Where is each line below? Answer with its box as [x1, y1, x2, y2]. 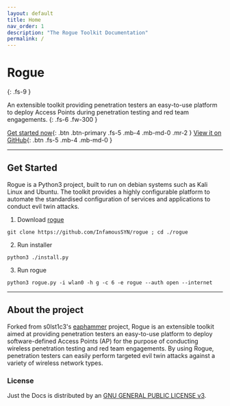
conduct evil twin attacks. [7, 202, 80, 210]
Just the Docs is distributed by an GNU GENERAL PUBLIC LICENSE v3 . [7, 391, 207, 399]
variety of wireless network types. [7, 359, 103, 367]
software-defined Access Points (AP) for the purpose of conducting [7, 337, 199, 345]
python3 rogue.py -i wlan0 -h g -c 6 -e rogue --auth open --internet [7, 279, 213, 286]
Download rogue [16, 215, 64, 223]
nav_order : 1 [7, 23, 44, 29]
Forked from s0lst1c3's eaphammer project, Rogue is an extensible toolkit [7, 322, 214, 331]
